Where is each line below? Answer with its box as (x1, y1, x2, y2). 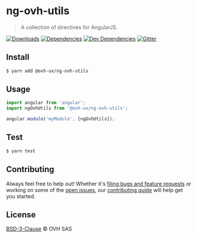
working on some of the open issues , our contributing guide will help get (6, 186, 183, 193)
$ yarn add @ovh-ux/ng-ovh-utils (6, 68, 89, 74)
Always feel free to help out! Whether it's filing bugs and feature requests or (6, 180, 192, 187)
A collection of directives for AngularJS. (20, 24, 118, 31)
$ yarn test (6, 148, 35, 154)
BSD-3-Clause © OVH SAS (6, 226, 72, 233)
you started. (6, 193, 35, 200)
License (6, 210, 36, 220)
